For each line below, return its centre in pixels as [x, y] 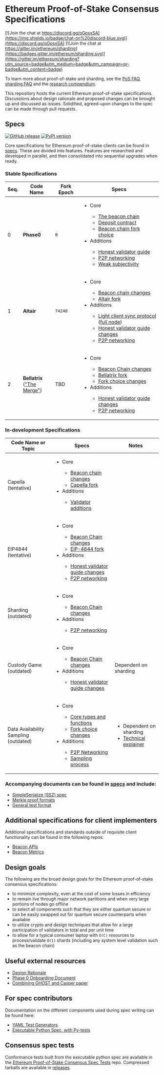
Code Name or [28, 443]
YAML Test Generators [35, 1025]
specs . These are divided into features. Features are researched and [74, 150]
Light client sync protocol [127, 316]
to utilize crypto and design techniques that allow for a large [72, 925]
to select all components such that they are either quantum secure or [82, 910]
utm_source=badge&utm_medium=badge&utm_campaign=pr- [67, 64]
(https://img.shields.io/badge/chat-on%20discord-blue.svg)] [66, 38]
